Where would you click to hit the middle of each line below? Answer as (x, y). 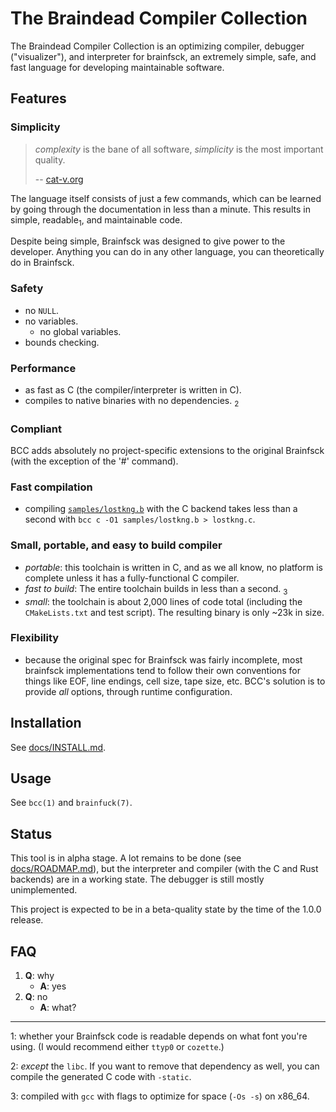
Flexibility (35, 638)
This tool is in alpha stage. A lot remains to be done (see (126, 858)
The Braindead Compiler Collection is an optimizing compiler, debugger (157, 46)
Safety (27, 289)
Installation (46, 723)
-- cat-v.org (59, 179)
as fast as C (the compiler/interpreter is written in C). (133, 390)
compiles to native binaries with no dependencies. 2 (132, 402)
